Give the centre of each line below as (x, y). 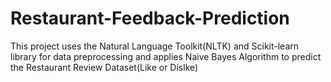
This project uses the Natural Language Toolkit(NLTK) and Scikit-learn (155, 46)
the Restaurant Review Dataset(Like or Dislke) (104, 67)
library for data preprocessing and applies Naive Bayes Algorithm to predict (166, 56)
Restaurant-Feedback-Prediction (150, 18)
